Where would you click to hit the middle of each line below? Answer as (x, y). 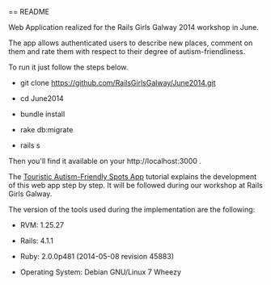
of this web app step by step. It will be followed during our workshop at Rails (135, 185)
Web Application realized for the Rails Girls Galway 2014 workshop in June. (133, 27)
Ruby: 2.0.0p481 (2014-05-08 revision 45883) (97, 256)
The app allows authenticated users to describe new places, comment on (131, 43)
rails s (30, 145)
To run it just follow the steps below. (68, 67)
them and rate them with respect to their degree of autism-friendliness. (127, 51)
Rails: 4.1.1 (37, 241)
